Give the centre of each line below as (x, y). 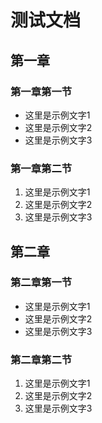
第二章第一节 (41, 283)
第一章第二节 (41, 168)
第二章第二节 (41, 359)
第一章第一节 (41, 91)
